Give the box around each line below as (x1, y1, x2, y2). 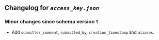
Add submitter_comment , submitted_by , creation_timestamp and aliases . (11, 29, 155, 35)
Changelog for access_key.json (4, 4, 99, 12)
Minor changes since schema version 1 (4, 18, 98, 25)
